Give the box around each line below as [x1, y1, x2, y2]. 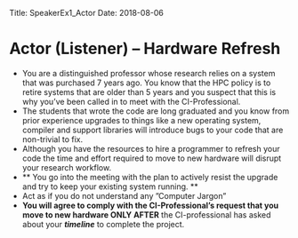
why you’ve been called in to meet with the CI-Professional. [21, 96, 241, 107]
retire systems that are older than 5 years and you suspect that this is [21, 86, 277, 97]
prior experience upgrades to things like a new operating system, [21, 115, 262, 125]
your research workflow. [21, 162, 112, 172]
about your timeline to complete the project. [21, 218, 185, 229]
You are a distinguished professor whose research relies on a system [21, 67, 276, 78]
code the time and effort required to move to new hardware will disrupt [21, 153, 282, 163]
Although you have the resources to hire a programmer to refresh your [21, 143, 280, 154]
